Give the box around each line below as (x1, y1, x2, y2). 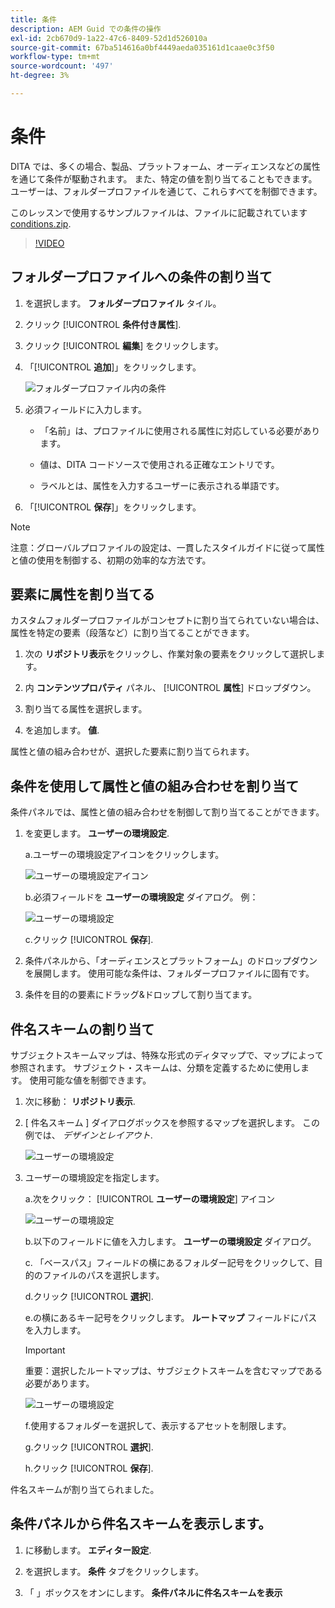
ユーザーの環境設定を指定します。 (24, 1172, 165, 1184)
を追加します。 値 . (24, 724, 100, 736)
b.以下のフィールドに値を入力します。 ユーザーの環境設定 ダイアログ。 (24, 1236, 317, 1248)
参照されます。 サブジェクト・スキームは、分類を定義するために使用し (10, 1062, 302, 1074)
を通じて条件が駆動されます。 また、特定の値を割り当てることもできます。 (10, 172, 318, 185)
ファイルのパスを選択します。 (42, 1269, 165, 1281)
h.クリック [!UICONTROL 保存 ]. (24, 1462, 154, 1475)
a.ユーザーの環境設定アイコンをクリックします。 (24, 849, 225, 861)
